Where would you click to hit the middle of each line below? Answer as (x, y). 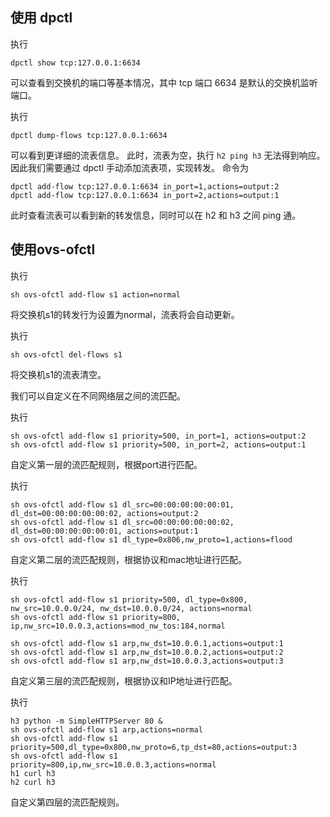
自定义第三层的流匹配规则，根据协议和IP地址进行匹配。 (124, 680)
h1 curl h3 (33, 773)
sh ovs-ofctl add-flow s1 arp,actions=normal (106, 729)
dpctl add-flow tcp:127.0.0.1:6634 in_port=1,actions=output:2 (145, 186)
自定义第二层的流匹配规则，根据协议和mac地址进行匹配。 (129, 559)
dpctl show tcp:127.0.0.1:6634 (75, 63)
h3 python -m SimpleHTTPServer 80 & (86, 721)
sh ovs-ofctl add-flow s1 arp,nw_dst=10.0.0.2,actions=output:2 (147, 652)
